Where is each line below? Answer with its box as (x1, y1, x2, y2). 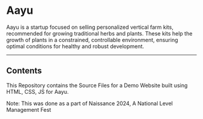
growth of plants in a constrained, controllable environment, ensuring (6, 36, 178, 43)
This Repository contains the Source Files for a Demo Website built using (6, 82, 188, 89)
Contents (6, 66, 42, 76)
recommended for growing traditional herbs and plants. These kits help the (6, 29, 193, 37)
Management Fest (6, 106, 51, 113)
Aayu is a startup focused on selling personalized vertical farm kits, (6, 23, 174, 31)
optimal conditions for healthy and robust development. (6, 43, 144, 50)
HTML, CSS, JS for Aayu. (6, 88, 69, 95)
